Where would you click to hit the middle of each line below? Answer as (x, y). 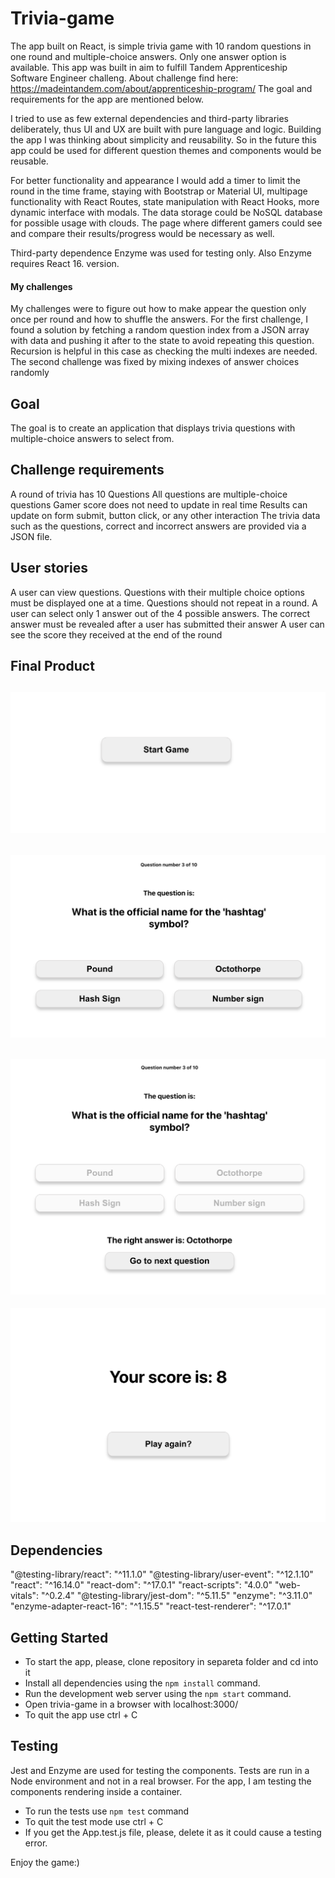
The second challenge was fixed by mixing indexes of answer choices (155, 362)
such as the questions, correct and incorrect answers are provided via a (158, 526)
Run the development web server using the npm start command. (158, 1694)
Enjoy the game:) (45, 1862)
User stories (49, 568)
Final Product (52, 665)
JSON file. (31, 536)
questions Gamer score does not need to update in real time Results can (159, 504)
